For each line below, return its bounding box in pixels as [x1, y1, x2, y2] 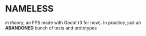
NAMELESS [5, 3, 54, 14]
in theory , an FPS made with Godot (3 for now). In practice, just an [5, 19, 141, 25]
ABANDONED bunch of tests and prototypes [5, 24, 97, 30]
